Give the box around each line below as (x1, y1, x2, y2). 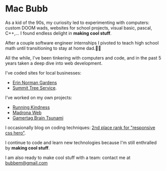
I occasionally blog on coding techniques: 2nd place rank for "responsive (5, 124, 156, 130)
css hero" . (5, 129, 26, 135)
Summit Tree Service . (12, 84, 57, 90)
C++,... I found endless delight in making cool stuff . (5, 30, 112, 36)
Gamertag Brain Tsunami (12, 114, 64, 120)
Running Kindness (12, 104, 50, 110)
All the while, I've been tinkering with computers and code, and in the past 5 (5, 54, 162, 60)
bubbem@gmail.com (5, 159, 48, 165)
